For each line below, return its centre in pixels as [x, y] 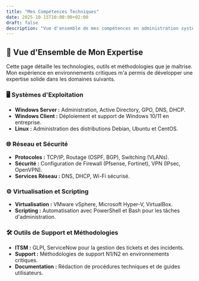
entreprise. [28, 123]
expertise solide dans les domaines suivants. [61, 79]
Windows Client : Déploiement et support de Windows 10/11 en [92, 116]
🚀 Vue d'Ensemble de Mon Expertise [75, 52]
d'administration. [35, 216]
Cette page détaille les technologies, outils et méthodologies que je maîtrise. [99, 66]
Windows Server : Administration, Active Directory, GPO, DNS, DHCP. [100, 110]
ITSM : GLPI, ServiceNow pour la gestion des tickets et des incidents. [99, 248]
